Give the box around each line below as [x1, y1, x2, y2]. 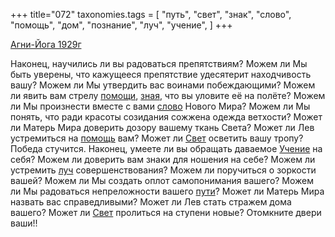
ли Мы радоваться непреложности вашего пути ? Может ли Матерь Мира [10, 185, 325, 197]
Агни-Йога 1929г [10, 39, 82, 50]
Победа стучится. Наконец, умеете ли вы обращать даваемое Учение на [10, 143, 323, 154]
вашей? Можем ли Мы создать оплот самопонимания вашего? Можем [10, 175, 315, 186]
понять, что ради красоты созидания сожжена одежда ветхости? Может [10, 111, 323, 123]
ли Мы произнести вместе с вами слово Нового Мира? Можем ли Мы [10, 100, 311, 112]
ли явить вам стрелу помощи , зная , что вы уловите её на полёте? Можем [10, 90, 326, 101]
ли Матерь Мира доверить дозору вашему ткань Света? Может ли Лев [10, 122, 315, 133]
